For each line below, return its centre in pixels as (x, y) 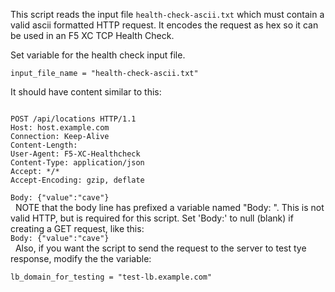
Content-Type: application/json (77, 163)
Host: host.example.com (60, 128)
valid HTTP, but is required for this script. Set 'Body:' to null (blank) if (152, 218)
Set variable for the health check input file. (98, 55)
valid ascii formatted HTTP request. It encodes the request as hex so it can (164, 25)
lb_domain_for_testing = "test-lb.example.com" (111, 277)
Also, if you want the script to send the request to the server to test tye (160, 248)
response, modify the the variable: (81, 258)
